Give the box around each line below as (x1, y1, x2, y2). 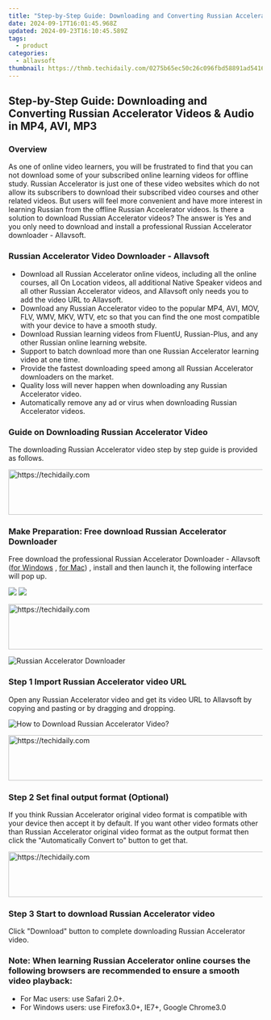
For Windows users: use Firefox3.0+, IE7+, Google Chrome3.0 (19, 1002, 227, 1012)
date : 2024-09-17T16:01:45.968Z (8, 19, 117, 27)
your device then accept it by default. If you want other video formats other (8, 818, 259, 828)
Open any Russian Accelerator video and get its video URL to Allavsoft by (8, 695, 252, 704)
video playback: (8, 976, 73, 987)
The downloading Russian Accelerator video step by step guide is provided (8, 445, 258, 454)
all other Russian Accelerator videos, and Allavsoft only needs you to (19, 286, 248, 295)
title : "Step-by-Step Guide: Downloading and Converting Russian (8, 11, 232, 20)
